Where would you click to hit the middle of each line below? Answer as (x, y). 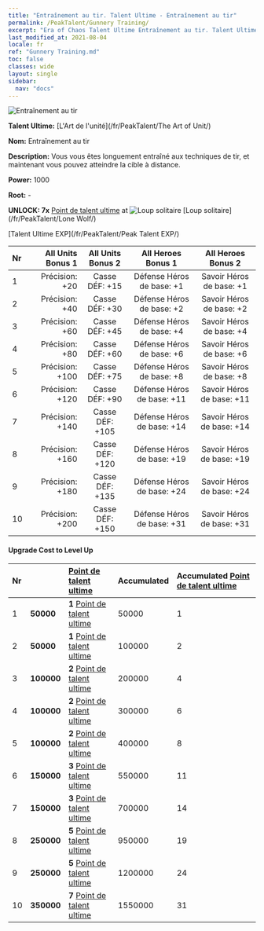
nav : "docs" (35, 88)
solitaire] (218, 211)
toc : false (26, 60)
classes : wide (31, 67)
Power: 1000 (29, 180)
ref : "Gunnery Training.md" (54, 52)
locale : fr (26, 45)
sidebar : (22, 81)
